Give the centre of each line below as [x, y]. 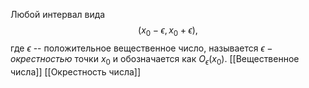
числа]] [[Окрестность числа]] [76, 71]
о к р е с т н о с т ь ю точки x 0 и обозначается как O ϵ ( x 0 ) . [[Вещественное [155, 59]
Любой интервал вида [58, 14]
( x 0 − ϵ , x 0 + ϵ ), [168, 31]
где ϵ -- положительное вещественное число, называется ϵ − [141, 48]
